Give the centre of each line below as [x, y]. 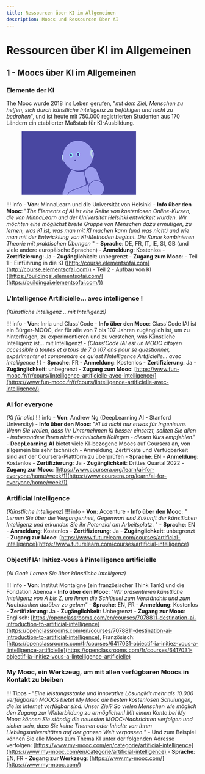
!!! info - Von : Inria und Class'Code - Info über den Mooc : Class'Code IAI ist [102, 323]
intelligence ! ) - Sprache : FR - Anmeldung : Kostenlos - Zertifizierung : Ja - [101, 362]
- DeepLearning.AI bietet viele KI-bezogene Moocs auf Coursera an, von [98, 444]
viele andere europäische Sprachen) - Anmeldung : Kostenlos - [86, 250]
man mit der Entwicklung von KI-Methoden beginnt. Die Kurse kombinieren [100, 237]
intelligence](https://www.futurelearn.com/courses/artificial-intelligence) [98, 544]
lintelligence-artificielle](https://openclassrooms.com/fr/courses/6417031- [99, 650]
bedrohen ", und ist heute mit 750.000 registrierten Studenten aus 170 [93, 117]
